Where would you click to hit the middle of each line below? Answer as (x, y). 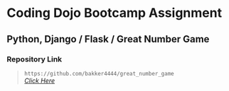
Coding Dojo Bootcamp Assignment (114, 13)
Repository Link (34, 59)
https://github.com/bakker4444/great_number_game (99, 73)
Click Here (39, 80)
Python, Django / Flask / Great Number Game (108, 39)
